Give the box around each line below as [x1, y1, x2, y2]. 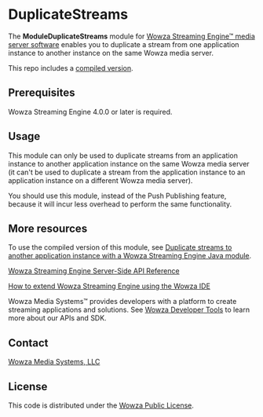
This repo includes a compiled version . [8, 63, 133, 72]
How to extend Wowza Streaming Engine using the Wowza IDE [8, 281, 210, 291]
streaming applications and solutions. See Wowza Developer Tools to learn [8, 305, 250, 315]
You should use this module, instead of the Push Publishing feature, [8, 191, 227, 200]
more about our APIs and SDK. [8, 313, 108, 323]
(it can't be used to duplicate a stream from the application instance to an [8, 167, 246, 177]
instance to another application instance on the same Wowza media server [8, 159, 250, 168]
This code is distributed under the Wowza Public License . [8, 401, 195, 410]
